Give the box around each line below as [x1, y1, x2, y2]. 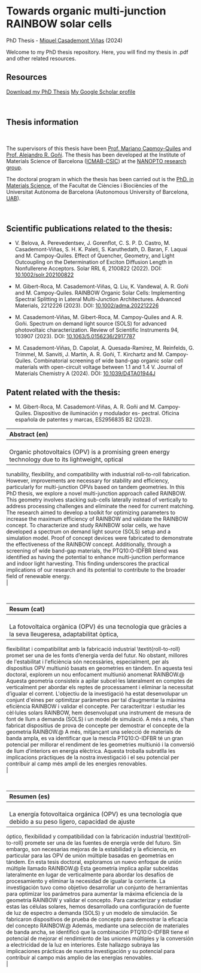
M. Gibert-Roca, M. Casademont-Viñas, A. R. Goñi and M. [14, 403, 157, 410]
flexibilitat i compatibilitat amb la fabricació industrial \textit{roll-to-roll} [6, 645, 181, 653]
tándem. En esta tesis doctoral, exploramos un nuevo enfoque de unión [6, 858, 182, 866]
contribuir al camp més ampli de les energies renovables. [6, 760, 148, 767]
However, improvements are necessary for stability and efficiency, [6, 477, 169, 484]
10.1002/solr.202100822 [14, 271, 74, 278]
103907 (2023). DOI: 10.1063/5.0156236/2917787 [14, 333, 136, 340]
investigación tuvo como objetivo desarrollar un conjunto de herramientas [6, 884, 188, 891]
